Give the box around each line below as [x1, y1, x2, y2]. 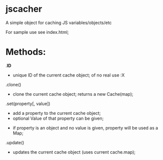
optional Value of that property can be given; [12, 115, 104, 121]
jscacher [5, 3, 42, 15]
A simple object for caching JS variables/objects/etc [5, 20, 112, 26]
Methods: [5, 47, 46, 57]
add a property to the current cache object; [12, 110, 101, 116]
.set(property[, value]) [5, 101, 51, 107]
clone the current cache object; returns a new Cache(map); [12, 91, 133, 97]
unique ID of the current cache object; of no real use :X [12, 72, 125, 78]
